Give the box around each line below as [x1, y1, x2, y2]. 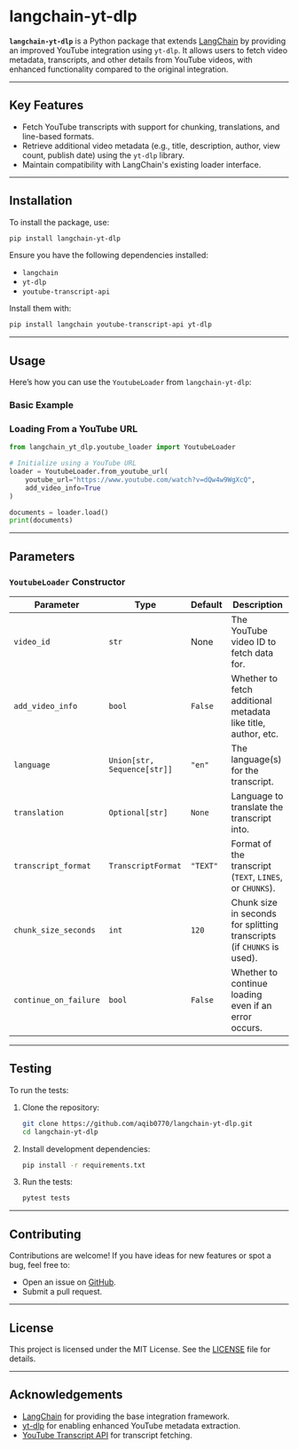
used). [231, 952, 258, 965]
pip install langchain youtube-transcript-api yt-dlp [9, 320, 213, 329]
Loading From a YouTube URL [9, 422, 138, 435]
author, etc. [231, 728, 279, 740]
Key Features [9, 98, 84, 113]
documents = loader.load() [9, 508, 109, 516]
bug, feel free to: [9, 1260, 71, 1271]
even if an [231, 1000, 272, 1012]
